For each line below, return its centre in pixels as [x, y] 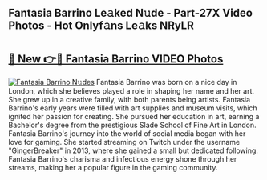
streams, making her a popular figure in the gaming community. [113, 168]
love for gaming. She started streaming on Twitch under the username [124, 142]
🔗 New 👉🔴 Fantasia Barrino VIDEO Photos [116, 59]
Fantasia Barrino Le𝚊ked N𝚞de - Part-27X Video [130, 13]
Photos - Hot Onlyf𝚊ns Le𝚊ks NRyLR [101, 26]
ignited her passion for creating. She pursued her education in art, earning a [134, 116]
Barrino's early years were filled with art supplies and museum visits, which [133, 108]
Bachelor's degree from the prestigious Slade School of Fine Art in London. [132, 125]
